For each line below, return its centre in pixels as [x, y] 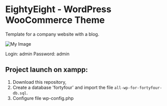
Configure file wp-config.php [43, 98]
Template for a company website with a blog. [52, 34]
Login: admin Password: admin [37, 54]
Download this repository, [40, 82]
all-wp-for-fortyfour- [138, 88]
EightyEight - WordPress [58, 9]
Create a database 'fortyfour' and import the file [63, 87]
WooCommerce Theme [55, 20]
